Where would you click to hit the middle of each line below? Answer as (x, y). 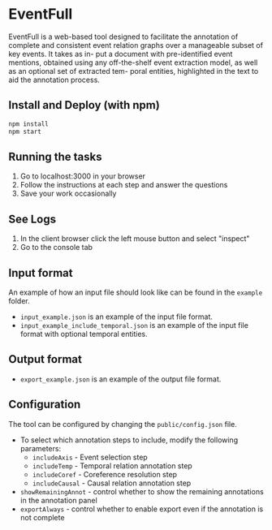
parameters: (41, 448)
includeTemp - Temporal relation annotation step (112, 465)
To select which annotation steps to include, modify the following (129, 440)
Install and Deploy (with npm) (84, 105)
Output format (45, 359)
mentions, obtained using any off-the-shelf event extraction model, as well (133, 62)
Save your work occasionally (68, 194)
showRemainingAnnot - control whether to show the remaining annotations (142, 491)
